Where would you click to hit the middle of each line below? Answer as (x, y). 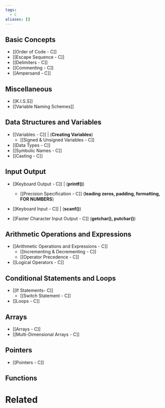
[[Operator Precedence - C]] (50, 257)
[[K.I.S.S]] (23, 101)
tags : (11, 10)
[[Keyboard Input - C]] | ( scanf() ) (47, 209)
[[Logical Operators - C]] (38, 262)
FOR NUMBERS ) (37, 199)
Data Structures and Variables (53, 122)
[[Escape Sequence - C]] (38, 57)
